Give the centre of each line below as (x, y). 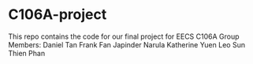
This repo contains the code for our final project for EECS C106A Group (124, 36)
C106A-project (58, 15)
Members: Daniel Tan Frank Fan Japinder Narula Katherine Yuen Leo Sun (127, 44)
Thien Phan (27, 53)
